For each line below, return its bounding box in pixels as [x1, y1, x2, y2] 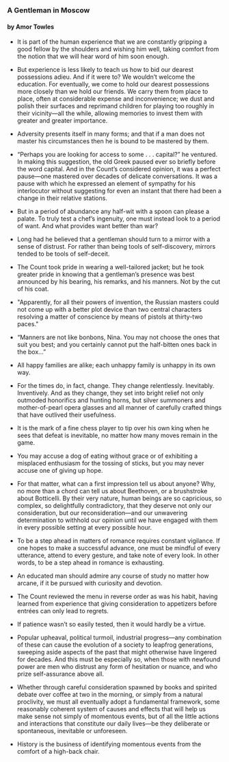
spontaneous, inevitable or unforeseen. [16, 727, 128, 735]
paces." [16, 320, 39, 328]
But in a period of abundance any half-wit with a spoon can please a [16, 208, 210, 216]
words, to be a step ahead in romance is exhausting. [16, 558, 165, 567]
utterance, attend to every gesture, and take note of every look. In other [16, 551, 219, 560]
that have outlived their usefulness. [16, 410, 116, 419]
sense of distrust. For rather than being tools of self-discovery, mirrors [16, 243, 216, 251]
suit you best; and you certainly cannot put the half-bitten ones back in [16, 341, 217, 349]
